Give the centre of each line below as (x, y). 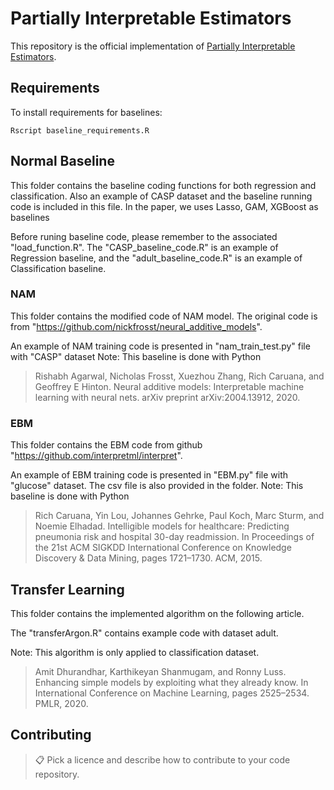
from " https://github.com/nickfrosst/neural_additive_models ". (136, 326)
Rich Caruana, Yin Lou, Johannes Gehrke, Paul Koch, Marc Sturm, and (179, 516)
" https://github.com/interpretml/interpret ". (96, 456)
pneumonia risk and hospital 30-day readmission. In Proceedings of (174, 537)
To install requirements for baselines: (86, 112)
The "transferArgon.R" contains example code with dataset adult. (144, 633)
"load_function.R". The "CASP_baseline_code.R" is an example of (144, 247)
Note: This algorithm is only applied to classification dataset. (135, 652)
